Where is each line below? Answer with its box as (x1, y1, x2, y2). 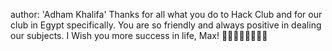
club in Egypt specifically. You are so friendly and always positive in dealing (10, 19, 322, 31)
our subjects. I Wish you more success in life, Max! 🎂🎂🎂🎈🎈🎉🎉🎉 (10, 30, 268, 41)
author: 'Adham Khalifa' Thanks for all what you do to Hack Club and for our (10, 9, 323, 20)
